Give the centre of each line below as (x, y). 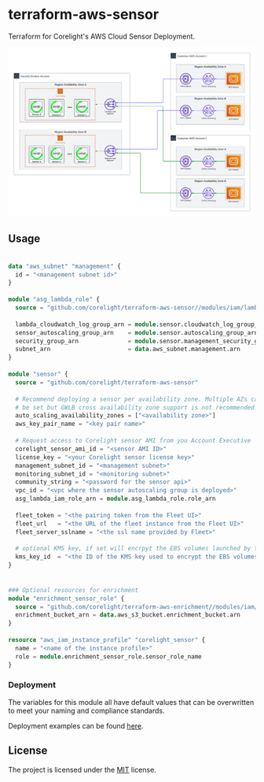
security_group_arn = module (86, 341)
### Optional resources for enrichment (73, 590)
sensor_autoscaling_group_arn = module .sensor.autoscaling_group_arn (137, 332)
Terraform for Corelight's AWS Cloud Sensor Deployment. (101, 36)
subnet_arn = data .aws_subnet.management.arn (128, 349)
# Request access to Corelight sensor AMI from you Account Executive (133, 441)
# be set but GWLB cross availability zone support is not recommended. (137, 407)
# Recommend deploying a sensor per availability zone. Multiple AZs (131, 399)
